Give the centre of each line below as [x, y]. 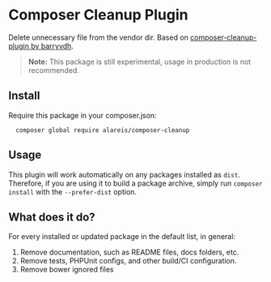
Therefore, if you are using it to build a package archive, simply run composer [135, 183]
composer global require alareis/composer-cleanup [103, 130]
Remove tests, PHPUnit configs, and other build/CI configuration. [128, 261]
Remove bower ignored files [67, 270]
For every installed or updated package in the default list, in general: [122, 237]
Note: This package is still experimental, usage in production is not [140, 62]
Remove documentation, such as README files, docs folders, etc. [129, 252]
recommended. [53, 70]
